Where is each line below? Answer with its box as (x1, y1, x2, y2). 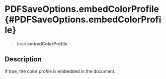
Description (4, 55, 42, 64)
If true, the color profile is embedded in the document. (4, 68, 116, 74)
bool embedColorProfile (16, 40, 68, 46)
